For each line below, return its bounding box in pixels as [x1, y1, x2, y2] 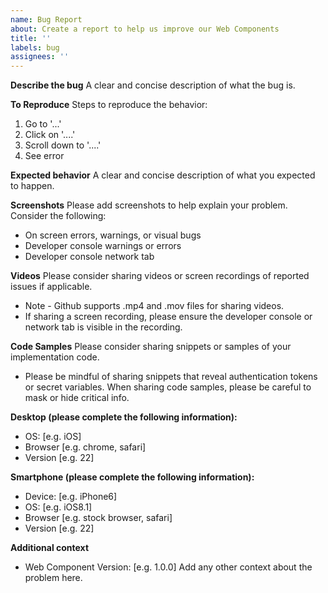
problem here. [24, 572, 83, 584]
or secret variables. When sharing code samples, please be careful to [24, 381, 312, 393]
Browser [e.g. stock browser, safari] [24, 512, 173, 524]
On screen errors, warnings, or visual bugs [24, 229, 202, 241]
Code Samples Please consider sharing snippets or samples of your [10, 341, 292, 353]
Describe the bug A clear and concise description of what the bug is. [10, 79, 296, 91]
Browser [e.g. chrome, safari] [24, 441, 147, 453]
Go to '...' [24, 118, 62, 130]
